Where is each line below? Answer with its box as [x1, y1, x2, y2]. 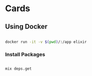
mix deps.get [5, 66, 32, 71]
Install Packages [5, 51, 45, 57]
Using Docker [5, 22, 48, 31]
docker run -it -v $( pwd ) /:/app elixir [5, 39, 87, 44]
